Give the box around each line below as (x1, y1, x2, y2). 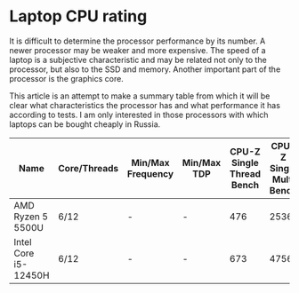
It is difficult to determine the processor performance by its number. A (9, 36, 266, 46)
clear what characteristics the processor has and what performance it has (9, 99, 280, 110)
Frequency (127, 167, 174, 179)
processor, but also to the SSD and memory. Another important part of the (9, 64, 281, 75)
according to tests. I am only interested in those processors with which (9, 109, 269, 120)
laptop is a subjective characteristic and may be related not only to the (9, 54, 267, 65)
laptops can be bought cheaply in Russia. (9, 118, 161, 130)
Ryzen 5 (13, 210, 49, 223)
